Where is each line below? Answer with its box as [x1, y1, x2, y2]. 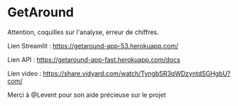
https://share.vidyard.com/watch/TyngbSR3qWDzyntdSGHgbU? [42, 69, 231, 78]
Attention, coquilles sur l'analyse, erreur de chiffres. [7, 28, 159, 36]
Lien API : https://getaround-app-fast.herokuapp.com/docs [7, 55, 180, 64]
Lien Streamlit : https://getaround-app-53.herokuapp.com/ [7, 41, 179, 50]
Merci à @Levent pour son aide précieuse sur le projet [7, 90, 166, 99]
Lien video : [7, 69, 42, 78]
